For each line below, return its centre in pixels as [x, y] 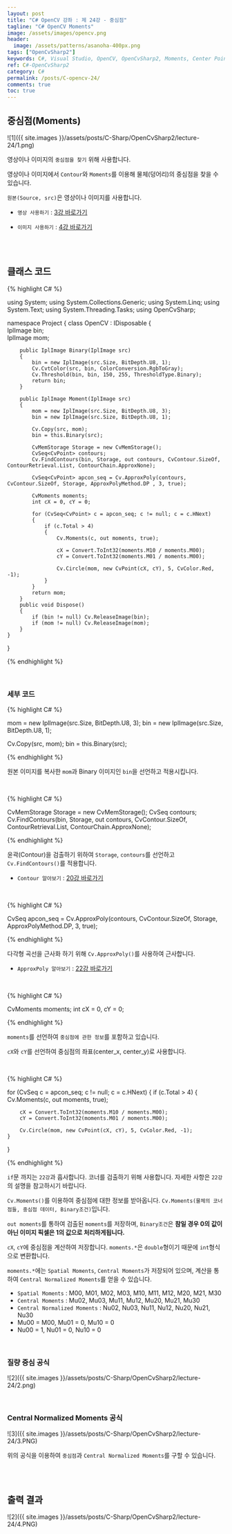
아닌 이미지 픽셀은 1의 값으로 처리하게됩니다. [66, 1233]
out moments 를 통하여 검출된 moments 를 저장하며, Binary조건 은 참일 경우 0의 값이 [115, 1224]
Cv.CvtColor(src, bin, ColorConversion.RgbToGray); [108, 368]
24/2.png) [21, 1385]
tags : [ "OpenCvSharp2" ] [41, 53]
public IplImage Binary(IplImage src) [75, 350]
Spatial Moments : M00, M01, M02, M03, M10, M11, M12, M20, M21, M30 [119, 1293]
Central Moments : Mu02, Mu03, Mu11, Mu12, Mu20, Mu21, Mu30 [108, 1301]
